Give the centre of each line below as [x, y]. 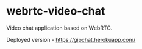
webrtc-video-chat [56, 11]
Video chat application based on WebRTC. [59, 28]
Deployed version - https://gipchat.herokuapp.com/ [71, 39]
